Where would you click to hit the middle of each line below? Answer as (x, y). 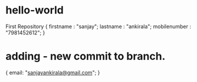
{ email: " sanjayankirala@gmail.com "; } (53, 72)
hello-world (35, 10)
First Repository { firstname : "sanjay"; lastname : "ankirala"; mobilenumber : (98, 26)
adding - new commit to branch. (86, 57)
